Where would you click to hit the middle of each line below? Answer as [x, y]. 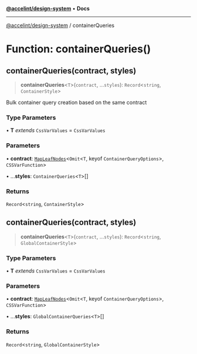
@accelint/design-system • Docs [48, 9]
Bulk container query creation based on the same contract [77, 102]
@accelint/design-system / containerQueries [60, 25]
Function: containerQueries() [79, 49]
